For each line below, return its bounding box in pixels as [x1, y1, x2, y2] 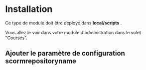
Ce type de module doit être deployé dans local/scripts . [5, 20, 122, 26]
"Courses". [5, 35, 28, 41]
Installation [5, 3, 53, 15]
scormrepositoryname [5, 57, 76, 66]
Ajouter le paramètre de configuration [5, 49, 126, 58]
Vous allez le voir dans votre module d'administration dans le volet [5, 29, 141, 35]
